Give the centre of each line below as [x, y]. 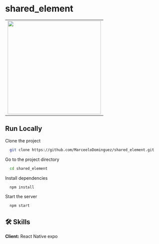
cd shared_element [29, 168]
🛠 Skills [18, 222]
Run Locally [24, 129]
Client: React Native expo [32, 237]
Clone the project [23, 140]
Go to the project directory [32, 159]
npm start [20, 206]
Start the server [21, 197]
